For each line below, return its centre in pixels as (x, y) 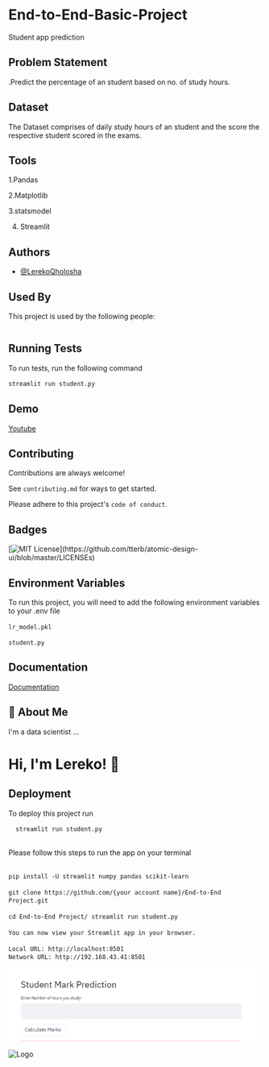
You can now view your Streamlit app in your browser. (102, 933)
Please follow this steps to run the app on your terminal (100, 853)
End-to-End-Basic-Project (98, 15)
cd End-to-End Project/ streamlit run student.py (93, 917)
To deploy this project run (51, 813)
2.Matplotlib (28, 196)
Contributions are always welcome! (67, 473)
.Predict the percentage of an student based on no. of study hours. (120, 81)
